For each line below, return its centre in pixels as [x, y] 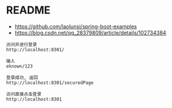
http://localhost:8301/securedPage [50, 83]
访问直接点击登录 [24, 94]
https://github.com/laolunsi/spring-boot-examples [76, 26]
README [28, 10]
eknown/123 [20, 66]
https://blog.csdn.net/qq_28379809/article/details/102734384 [90, 32]
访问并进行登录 [22, 45]
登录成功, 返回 [22, 77]
